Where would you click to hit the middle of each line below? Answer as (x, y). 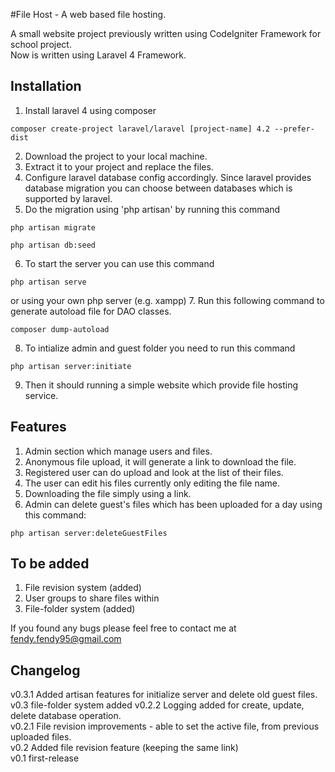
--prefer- (294, 129)
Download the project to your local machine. (116, 156)
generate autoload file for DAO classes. (91, 311)
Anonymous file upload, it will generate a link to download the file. (160, 461)
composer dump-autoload (60, 329)
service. (41, 395)
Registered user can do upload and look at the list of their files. (154, 472)
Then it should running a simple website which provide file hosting (161, 385)
